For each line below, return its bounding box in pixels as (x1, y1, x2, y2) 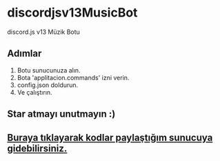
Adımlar (7, 48, 42, 59)
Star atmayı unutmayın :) (7, 108, 116, 120)
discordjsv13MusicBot (7, 5, 138, 21)
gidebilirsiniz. (7, 142, 68, 154)
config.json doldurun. (17, 81, 79, 89)
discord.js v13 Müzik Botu (7, 28, 81, 36)
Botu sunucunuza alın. (17, 66, 81, 74)
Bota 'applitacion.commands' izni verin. (17, 73, 130, 82)
